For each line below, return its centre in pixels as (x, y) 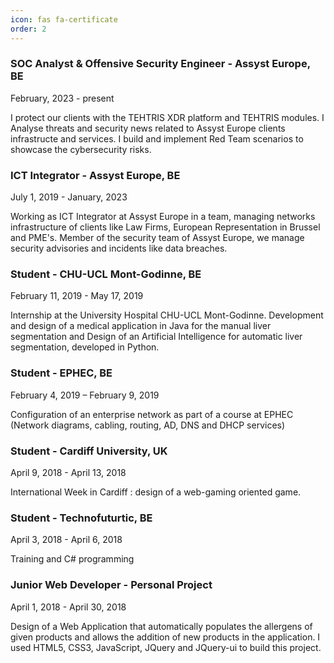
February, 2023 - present (62, 98)
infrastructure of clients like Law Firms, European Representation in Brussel (165, 227)
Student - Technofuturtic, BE (81, 518)
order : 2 (28, 29)
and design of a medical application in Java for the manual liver (141, 326)
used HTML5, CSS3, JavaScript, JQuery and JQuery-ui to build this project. (166, 647)
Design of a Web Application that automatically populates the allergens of (161, 626)
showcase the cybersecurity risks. (81, 149)
